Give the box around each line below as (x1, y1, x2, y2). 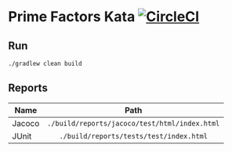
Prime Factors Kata (8, 8, 136, 26)
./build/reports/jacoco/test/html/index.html (46, 118, 220, 128)
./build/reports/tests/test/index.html (59, 132, 208, 140)
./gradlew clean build (8, 60, 82, 67)
